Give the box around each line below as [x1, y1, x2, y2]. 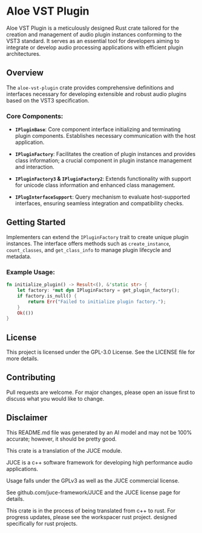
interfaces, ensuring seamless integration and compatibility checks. [15, 200, 184, 207]
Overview [6, 68, 44, 78]
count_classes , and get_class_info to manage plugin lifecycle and [6, 246, 171, 253]
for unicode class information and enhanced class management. [15, 182, 175, 189]
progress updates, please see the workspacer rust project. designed [6, 513, 177, 520]
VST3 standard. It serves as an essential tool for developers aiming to [6, 37, 180, 44]
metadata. [6, 253, 31, 260]
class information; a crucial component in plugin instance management [15, 157, 192, 165]
